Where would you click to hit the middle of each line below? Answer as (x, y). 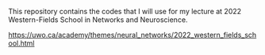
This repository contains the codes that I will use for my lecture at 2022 (125, 11)
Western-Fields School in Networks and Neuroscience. (98, 20)
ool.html (21, 43)
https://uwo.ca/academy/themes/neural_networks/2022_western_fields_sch (132, 35)
